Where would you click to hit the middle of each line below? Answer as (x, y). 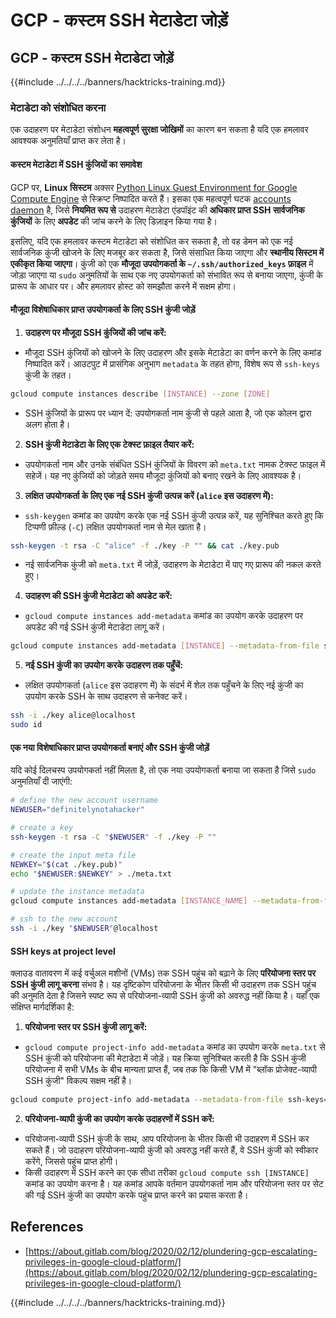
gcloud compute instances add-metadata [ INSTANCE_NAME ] (129, 901)
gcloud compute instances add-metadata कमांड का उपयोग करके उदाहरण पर (164, 616)
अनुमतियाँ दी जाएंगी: (41, 781)
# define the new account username (84, 800)
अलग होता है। (47, 424)
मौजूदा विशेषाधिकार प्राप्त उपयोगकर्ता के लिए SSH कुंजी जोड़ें (103, 310)
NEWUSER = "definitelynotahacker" (77, 810)
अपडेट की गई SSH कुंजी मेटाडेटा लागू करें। (95, 627)
